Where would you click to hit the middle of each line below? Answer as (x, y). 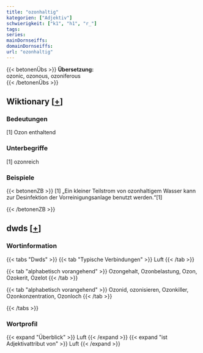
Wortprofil (22, 324)
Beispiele (20, 177)
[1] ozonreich (23, 161)
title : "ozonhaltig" (33, 12)
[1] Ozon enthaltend (31, 132)
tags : (13, 29)
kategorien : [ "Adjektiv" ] (39, 18)
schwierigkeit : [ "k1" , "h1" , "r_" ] (52, 23)
